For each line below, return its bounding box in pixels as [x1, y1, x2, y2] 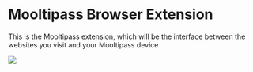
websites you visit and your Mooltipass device [8, 40, 159, 49]
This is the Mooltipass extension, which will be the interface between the [8, 32, 246, 41]
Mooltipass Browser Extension [8, 6, 213, 24]
